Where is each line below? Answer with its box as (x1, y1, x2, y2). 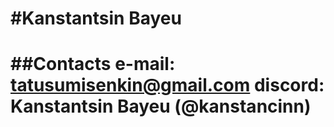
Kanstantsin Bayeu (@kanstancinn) (10, 95, 312, 118)
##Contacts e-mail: (10, 53, 176, 76)
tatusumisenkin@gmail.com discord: (10, 74, 325, 97)
